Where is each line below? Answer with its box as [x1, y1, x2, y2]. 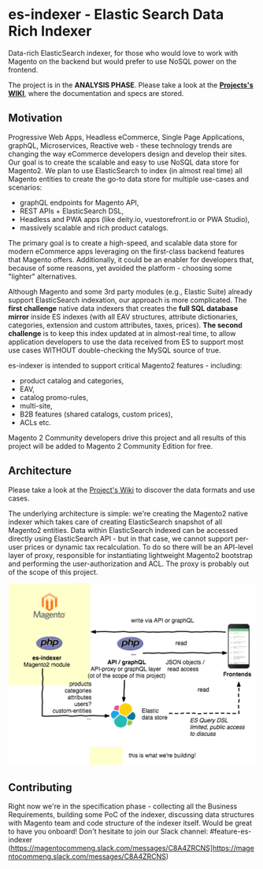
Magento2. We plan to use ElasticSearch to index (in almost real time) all [8, 165, 243, 175]
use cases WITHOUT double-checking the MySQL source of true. [8, 345, 221, 355]
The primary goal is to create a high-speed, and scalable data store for [8, 238, 238, 247]
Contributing [8, 781, 72, 794]
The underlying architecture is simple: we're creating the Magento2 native [8, 508, 248, 518]
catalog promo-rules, [19, 392, 89, 402]
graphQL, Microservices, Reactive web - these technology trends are [8, 140, 232, 150]
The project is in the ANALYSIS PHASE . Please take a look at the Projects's [8, 80, 254, 90]
